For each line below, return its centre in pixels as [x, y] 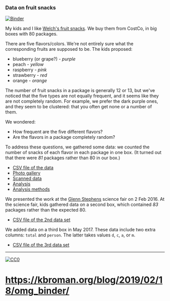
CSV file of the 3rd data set [41, 245]
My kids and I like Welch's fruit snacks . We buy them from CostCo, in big [81, 28]
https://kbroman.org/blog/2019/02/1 [84, 280]
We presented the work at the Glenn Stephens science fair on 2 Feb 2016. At [85, 199]
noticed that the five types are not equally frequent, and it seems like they [82, 96]
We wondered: [20, 122]
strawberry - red [30, 75]
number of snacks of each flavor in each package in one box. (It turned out [83, 153]
